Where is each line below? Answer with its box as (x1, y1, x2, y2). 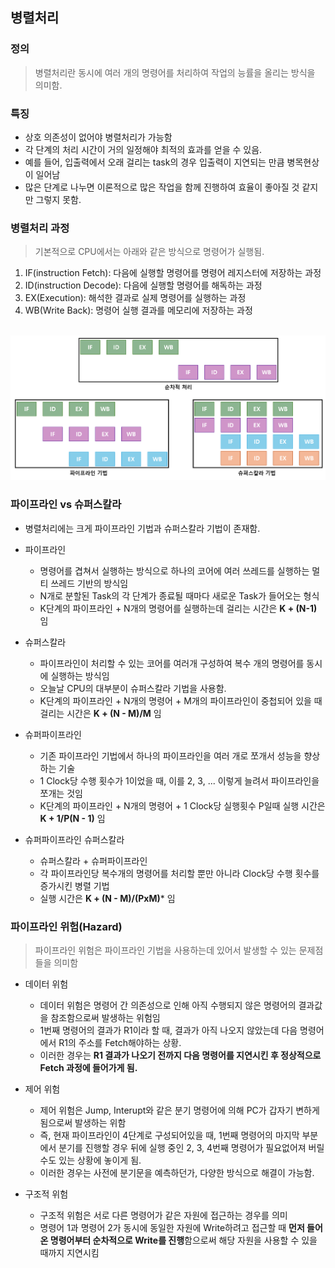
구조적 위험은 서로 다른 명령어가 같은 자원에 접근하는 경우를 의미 (39, 1209, 288, 1221)
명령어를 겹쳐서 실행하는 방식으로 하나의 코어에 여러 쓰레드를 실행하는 (39, 564, 310, 577)
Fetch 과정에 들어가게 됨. (39, 1061, 138, 1073)
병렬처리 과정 (10, 221, 70, 235)
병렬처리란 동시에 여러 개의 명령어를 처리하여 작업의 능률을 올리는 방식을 (34, 66, 316, 78)
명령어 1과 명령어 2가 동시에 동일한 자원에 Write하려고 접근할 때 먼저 (39, 1221, 305, 1233)
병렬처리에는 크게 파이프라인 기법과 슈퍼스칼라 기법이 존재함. (24, 522, 261, 534)
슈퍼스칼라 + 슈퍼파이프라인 (39, 854, 148, 867)
